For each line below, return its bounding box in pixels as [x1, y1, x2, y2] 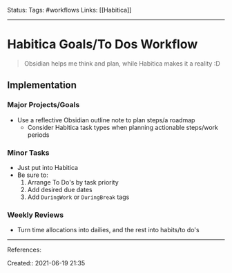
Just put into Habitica [17, 163, 78, 171]
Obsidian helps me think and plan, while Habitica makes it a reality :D [23, 59, 221, 68]
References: [7, 245, 41, 254]
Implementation [7, 79, 77, 91]
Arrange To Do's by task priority [27, 178, 119, 186]
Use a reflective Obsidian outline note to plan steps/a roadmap [17, 115, 195, 124]
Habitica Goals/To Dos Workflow [7, 37, 198, 53]
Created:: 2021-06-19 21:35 [7, 259, 86, 267]
